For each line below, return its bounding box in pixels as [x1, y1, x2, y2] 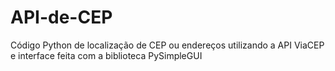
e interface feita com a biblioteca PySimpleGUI [10, 49, 203, 61]
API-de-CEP [10, 6, 113, 29]
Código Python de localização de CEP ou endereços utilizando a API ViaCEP [10, 39, 325, 51]
